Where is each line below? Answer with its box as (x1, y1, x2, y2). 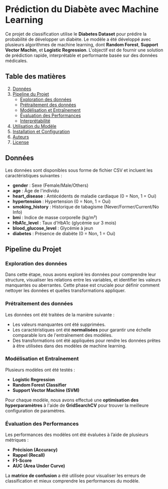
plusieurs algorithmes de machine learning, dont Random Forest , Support (5, 41, 158, 47)
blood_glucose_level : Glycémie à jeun (12, 225, 94, 231)
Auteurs (12, 133, 29, 139)
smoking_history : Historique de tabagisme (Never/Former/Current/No (12, 203, 159, 209)
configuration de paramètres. (5, 407, 66, 413)
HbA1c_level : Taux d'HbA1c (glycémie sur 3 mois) (12, 220, 117, 226)
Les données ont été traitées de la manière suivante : (5, 311, 115, 318)
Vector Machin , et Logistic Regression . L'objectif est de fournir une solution (5, 47, 163, 53)
